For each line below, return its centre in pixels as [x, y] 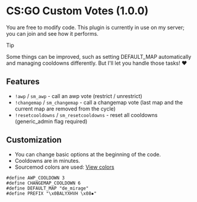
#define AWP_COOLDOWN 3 [36, 178]
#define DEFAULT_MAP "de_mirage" [47, 188]
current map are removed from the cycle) [65, 109]
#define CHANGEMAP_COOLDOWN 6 [44, 183]
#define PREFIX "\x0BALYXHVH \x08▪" [51, 193]
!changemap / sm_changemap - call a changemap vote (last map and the [99, 102]
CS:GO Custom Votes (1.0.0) [77, 11]
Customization [34, 140]
